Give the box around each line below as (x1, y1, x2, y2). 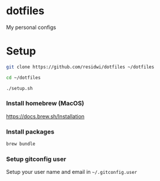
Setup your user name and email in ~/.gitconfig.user (6, 169, 138, 176)
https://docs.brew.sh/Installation (6, 112, 84, 119)
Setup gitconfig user (6, 155, 67, 163)
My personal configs (6, 24, 56, 31)
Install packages (6, 127, 55, 135)
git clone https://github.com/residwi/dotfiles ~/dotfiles (6, 64, 155, 70)
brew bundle (6, 141, 35, 147)
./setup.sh (6, 85, 33, 91)
